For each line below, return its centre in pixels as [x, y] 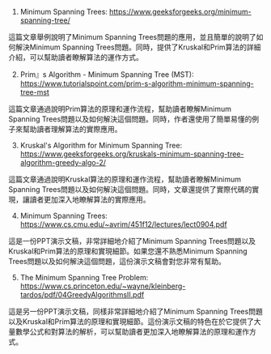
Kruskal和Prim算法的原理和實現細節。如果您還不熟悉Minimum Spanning [128, 251]
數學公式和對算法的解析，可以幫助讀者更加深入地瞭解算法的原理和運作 [132, 332]
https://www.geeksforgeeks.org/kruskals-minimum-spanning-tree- [132, 154]
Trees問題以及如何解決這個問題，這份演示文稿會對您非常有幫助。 [117, 261]
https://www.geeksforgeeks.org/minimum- [180, 12]
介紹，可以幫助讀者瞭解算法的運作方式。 [76, 57]
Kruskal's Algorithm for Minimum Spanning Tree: [101, 145]
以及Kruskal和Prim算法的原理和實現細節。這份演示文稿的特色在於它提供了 [131, 322]
